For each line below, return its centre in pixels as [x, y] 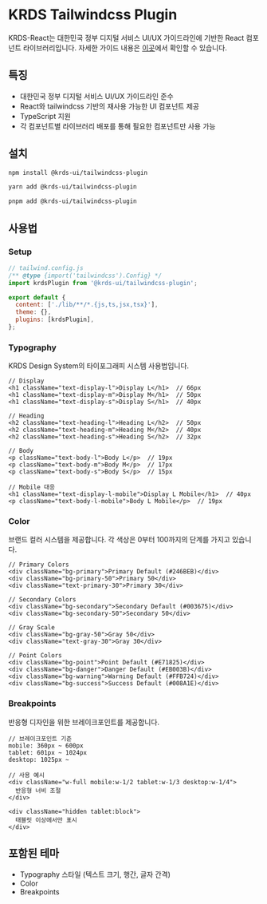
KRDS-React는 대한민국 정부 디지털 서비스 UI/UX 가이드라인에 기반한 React [126, 38]
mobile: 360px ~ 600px [46, 745]
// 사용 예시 [27, 775]
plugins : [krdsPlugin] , [55, 320]
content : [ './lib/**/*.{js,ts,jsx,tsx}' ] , [87, 305]
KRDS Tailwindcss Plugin [93, 15]
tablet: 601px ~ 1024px [48, 752]
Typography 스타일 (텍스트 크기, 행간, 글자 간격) [95, 874]
